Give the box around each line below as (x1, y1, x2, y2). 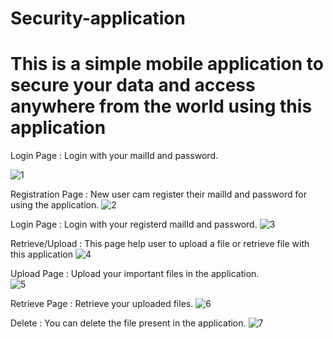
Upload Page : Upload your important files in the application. (10, 268, 260, 280)
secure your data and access (10, 74, 256, 97)
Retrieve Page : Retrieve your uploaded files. (10, 298, 194, 310)
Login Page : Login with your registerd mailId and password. (10, 218, 258, 231)
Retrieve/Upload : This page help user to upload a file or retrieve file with (10, 238, 310, 250)
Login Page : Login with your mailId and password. (10, 150, 218, 162)
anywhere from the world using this (10, 95, 313, 118)
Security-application (10, 7, 186, 30)
